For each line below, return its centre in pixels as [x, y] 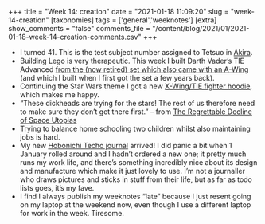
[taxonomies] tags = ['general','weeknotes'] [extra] [134, 20]
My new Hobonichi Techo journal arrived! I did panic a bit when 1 [126, 145]
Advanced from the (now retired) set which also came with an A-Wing [134, 69]
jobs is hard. [40, 137]
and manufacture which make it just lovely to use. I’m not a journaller [132, 171]
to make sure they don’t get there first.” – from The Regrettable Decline [136, 112]
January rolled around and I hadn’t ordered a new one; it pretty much [133, 154]
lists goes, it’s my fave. [57, 188]
